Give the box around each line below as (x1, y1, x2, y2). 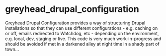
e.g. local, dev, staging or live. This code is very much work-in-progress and (5, 36, 162, 42)
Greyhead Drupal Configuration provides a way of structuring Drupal (5, 20, 146, 26)
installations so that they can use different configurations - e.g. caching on (5, 25, 158, 31)
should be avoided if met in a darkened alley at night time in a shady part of (5, 41, 160, 47)
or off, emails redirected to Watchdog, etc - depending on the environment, (5, 30, 159, 36)
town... (5, 46, 19, 52)
